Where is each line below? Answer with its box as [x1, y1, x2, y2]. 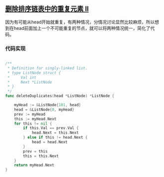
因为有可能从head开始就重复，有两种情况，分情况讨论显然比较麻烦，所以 [5, 19, 155, 25]
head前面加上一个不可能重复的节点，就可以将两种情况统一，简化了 [13, 25, 151, 31]
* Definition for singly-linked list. [7, 65, 88, 71]
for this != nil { [14, 121, 52, 126]
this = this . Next [23, 154, 59, 159]
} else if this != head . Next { [23, 135, 88, 140]
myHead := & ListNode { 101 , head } [14, 103, 81, 108]
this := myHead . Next [14, 116, 57, 121]
